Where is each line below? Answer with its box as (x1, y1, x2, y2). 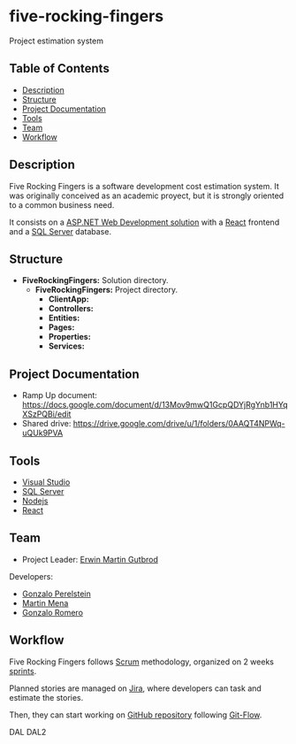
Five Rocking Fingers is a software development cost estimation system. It (9, 180, 280, 191)
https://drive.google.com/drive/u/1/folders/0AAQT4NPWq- (72, 418, 285, 429)
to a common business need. (9, 199, 115, 210)
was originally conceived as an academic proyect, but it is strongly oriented (9, 190, 285, 201)
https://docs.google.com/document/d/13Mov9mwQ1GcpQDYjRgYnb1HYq (21, 400, 288, 410)
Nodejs (21, 495, 49, 506)
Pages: (48, 322, 75, 333)
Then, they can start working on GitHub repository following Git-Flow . (9, 709, 262, 720)
